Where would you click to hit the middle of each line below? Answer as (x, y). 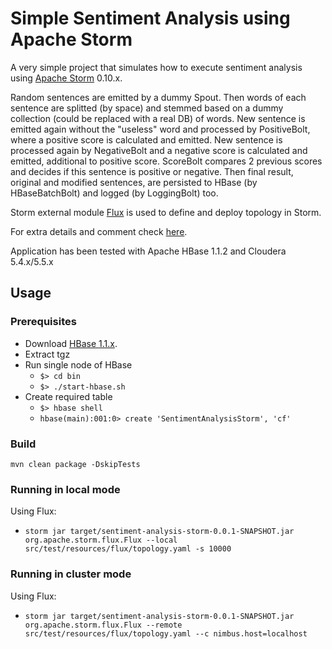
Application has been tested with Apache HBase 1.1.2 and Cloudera (148, 251)
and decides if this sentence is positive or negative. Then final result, (152, 171)
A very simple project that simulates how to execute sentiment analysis (156, 67)
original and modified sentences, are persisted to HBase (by (134, 182)
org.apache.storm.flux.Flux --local (101, 540)
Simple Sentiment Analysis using (150, 18)
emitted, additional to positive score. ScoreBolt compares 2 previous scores (166, 161)
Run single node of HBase (78, 364)
